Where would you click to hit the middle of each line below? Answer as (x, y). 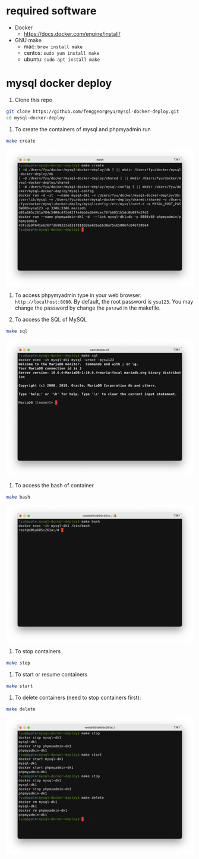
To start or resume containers (51, 674)
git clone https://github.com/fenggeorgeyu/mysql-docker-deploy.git (93, 112)
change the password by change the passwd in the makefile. (88, 308)
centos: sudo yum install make (61, 52)
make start (20, 686)
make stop (18, 663)
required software (51, 11)
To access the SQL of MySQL (51, 319)
